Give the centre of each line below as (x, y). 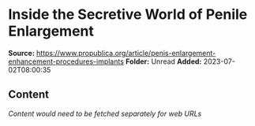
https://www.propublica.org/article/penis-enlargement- (126, 53)
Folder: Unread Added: (164, 61)
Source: (22, 53)
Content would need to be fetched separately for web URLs (105, 113)
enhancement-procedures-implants (66, 61)
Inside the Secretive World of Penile (128, 15)
